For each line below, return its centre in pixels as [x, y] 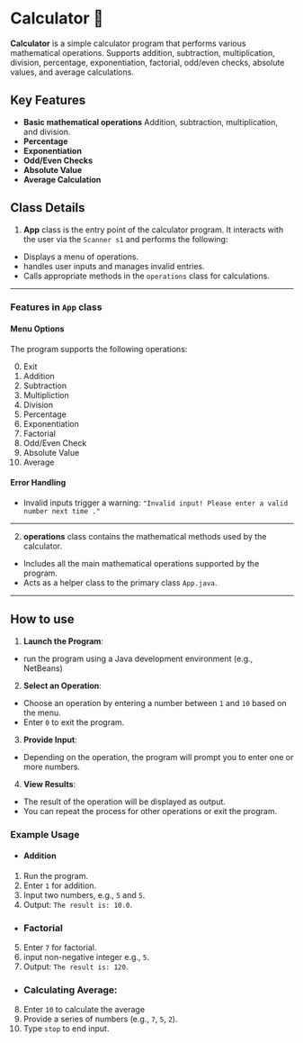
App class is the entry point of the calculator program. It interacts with [153, 230]
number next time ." [62, 511]
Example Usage [45, 834]
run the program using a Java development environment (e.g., [138, 658]
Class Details [48, 208]
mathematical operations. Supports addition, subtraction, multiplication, [143, 52]
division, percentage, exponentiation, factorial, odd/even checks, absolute [147, 62]
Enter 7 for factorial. [60, 948]
